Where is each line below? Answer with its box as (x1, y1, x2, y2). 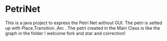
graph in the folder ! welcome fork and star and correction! (5, 30, 126, 36)
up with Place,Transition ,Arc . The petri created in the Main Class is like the (5, 25, 161, 31)
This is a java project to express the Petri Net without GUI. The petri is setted (5, 20, 163, 26)
